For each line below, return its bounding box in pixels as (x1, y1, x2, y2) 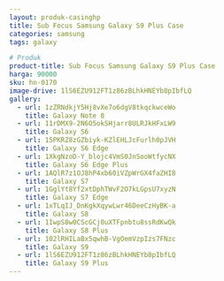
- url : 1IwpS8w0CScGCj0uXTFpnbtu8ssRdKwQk (17, 217, 176, 226)
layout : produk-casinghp (9, 12, 101, 22)
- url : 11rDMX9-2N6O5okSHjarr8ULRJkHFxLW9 (17, 119, 176, 128)
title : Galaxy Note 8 (25, 111, 104, 120)
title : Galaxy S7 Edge (25, 194, 109, 202)
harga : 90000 (9, 70, 58, 80)
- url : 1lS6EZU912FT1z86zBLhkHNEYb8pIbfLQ (17, 251, 176, 260)
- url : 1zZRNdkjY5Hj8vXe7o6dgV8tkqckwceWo (17, 103, 176, 111)
